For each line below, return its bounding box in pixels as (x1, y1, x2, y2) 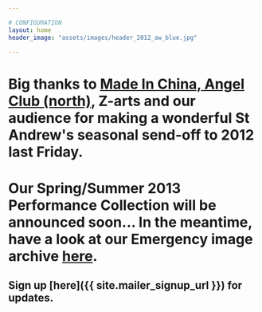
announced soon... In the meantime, (8, 213, 252, 231)
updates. (8, 291, 54, 305)
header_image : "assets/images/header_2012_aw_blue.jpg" (8, 34, 197, 41)
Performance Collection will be (8, 196, 217, 214)
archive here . (8, 247, 98, 265)
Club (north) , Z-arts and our (8, 92, 197, 110)
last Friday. (8, 143, 84, 160)
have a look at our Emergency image (8, 230, 253, 248)
